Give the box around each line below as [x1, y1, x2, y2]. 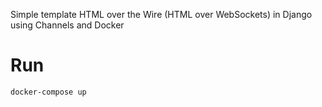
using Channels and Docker [10, 19, 125, 31]
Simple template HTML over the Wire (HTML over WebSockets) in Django [10, 9, 313, 20]
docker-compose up [10, 87, 87, 97]
